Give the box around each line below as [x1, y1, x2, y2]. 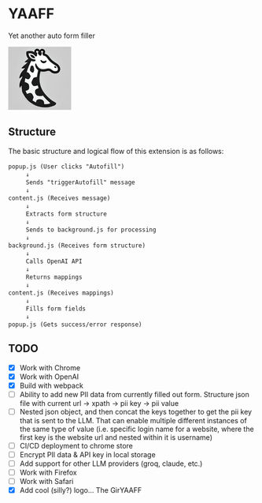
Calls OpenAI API [25, 257, 83, 265]
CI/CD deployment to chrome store [19, 441, 134, 450]
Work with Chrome [19, 362, 81, 372]
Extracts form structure [25, 210, 108, 218]
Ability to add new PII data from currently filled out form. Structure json [19, 389, 249, 399]
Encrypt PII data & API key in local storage [19, 449, 156, 459]
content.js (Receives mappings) [8, 289, 114, 297]
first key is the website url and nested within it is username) [19, 432, 212, 442]
